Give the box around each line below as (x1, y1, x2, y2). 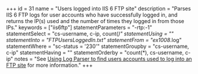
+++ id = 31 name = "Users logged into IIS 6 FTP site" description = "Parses (6, 5, 191, 12)
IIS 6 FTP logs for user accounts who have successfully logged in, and (6, 11, 178, 18)
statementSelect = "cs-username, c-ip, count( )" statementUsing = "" (6, 30, 174, 37)
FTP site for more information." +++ (6, 62, 93, 69)
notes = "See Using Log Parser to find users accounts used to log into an (14, 56, 192, 62)
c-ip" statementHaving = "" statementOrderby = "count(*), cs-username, (6, 49, 184, 56)
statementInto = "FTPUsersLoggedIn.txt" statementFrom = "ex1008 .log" (6, 37, 182, 43)
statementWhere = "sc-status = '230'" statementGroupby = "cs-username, (6, 43, 189, 50)
